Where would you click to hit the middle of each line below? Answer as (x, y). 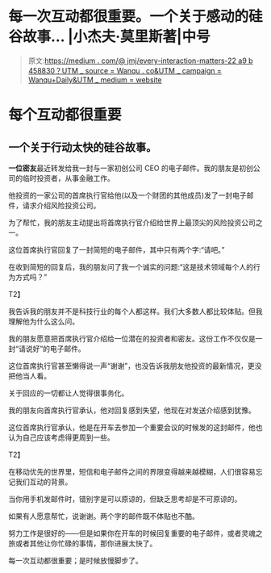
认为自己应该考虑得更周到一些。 (61, 437)
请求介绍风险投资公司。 (61, 205)
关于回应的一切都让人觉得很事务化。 (69, 393)
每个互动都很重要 (65, 115)
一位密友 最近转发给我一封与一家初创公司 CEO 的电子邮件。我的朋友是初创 (131, 168)
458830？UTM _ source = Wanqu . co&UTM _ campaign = (125, 70)
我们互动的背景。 (44, 482)
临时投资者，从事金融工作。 (68, 178)
